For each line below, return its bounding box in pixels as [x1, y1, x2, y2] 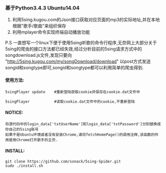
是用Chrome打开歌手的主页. [8, 137, 58, 143]
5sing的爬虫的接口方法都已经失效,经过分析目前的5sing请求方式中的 [5, 46, 142, 52]
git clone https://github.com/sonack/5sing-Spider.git [5, 159, 121, 164]
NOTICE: [5, 110, 23, 116]
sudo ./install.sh [5, 163, 43, 168]
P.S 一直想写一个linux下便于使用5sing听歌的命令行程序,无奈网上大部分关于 [5, 40, 158, 46]
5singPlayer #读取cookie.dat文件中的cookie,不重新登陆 [5, 99, 135, 104]
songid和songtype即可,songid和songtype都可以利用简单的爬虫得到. [5, 65, 144, 71]
